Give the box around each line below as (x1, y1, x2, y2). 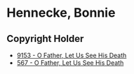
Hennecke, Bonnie (6, 5, 116, 21)
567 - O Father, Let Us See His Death (16, 59, 124, 67)
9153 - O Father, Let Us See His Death (16, 51, 127, 59)
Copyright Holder (6, 33, 84, 45)
